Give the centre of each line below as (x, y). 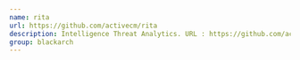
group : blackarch (42, 42)
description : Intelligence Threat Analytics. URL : (107, 34)
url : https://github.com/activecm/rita (83, 26)
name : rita (29, 17)
